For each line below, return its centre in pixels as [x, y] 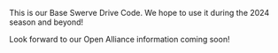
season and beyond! [46, 22]
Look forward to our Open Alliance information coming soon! [120, 39]
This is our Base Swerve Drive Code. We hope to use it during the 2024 [139, 13]
